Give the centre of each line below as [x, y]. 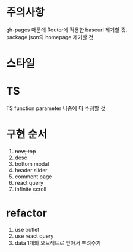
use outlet [27, 229]
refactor [27, 213]
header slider [31, 170]
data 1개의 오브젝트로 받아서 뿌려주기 [58, 243]
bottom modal [32, 164]
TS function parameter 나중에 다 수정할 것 [56, 108]
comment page [33, 177]
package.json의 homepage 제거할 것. [51, 37]
